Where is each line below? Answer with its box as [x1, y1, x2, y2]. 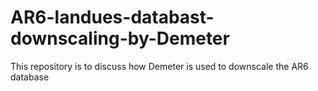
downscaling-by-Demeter [10, 27, 230, 50]
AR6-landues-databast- [10, 6, 215, 29]
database [10, 71, 50, 83]
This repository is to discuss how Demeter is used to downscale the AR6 [10, 60, 309, 72]
